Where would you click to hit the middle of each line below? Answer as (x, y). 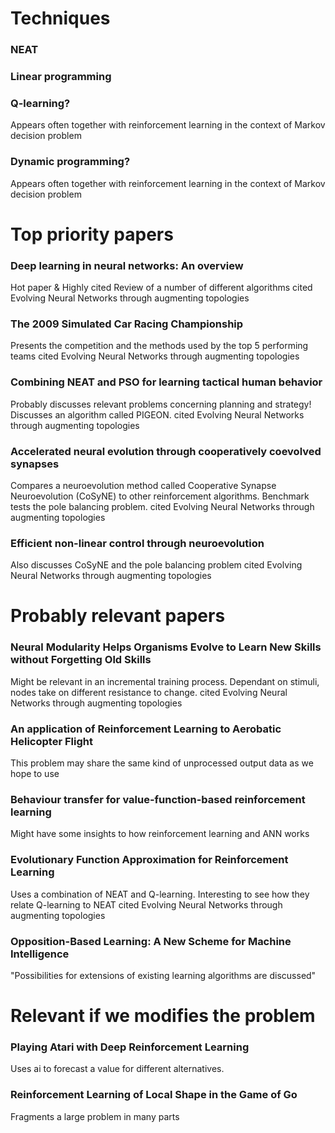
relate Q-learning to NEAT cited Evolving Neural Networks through (146, 904)
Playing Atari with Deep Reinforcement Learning (130, 1047)
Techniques (60, 18)
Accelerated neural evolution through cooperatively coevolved (166, 451)
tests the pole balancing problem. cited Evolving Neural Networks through (162, 506)
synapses (35, 464)
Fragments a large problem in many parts (95, 1116)
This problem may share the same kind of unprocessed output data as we (162, 763)
